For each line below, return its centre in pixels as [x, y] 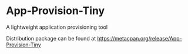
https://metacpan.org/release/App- [139, 38]
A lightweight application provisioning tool [57, 27]
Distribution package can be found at [51, 38]
